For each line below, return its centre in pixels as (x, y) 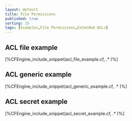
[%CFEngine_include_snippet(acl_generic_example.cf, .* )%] (66, 86)
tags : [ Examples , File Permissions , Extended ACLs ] (57, 28)
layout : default (22, 10)
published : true (22, 19)
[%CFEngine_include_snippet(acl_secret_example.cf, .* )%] (65, 113)
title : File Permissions (30, 14)
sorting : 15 (17, 23)
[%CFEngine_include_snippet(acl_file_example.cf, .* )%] (62, 59)
